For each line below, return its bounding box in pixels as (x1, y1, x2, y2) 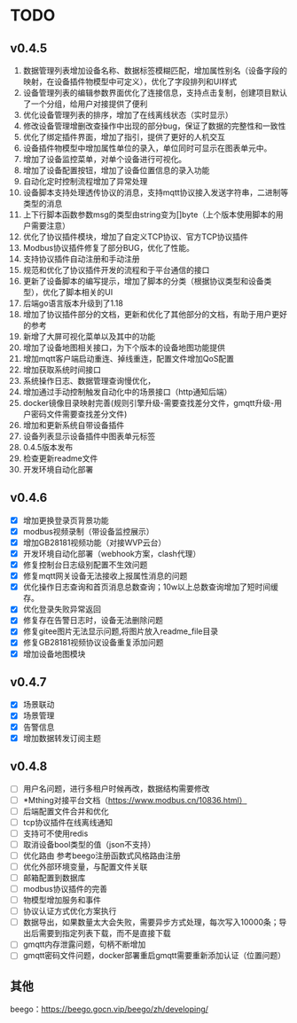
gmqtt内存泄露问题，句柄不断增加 (22, 939, 146, 949)
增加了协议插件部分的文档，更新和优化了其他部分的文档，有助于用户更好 (22, 309, 287, 319)
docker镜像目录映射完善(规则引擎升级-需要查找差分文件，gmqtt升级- (22, 398, 275, 408)
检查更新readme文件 (22, 453, 98, 464)
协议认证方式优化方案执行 (22, 906, 117, 917)
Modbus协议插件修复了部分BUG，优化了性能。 (22, 243, 194, 253)
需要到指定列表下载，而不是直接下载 (38, 928, 171, 939)
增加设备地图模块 (22, 648, 86, 659)
